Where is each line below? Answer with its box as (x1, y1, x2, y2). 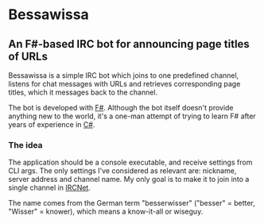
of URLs (8, 49, 49, 63)
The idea (8, 139, 43, 150)
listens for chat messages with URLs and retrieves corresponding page (8, 79, 241, 88)
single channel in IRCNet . (8, 183, 91, 192)
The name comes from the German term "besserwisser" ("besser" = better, (8, 199, 256, 208)
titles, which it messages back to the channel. (8, 87, 158, 97)
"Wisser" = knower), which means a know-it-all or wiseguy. (8, 207, 204, 216)
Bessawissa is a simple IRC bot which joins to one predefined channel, (8, 71, 239, 80)
